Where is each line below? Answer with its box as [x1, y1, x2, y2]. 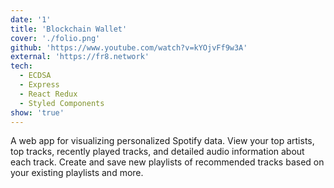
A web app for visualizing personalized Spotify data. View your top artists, [10, 135, 315, 147]
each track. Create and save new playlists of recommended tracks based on [10, 156, 325, 168]
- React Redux [19, 89, 78, 99]
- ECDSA [19, 71, 52, 81]
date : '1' [10, 14, 52, 25]
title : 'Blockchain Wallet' [10, 24, 128, 34]
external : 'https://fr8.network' [10, 52, 150, 62]
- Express [19, 80, 60, 90]
